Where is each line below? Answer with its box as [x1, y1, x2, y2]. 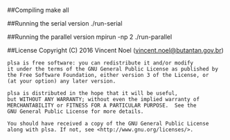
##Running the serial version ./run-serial [7, 19, 123, 27]
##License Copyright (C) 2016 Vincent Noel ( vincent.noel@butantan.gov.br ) [7, 46, 224, 54]
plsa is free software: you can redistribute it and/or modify [7, 60, 194, 67]
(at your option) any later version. [7, 78, 116, 85]
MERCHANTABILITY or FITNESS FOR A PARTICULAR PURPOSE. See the [7, 102, 197, 109]
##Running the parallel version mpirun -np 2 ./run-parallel [7, 33, 172, 41]
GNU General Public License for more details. [7, 108, 144, 115]
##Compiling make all [7, 6, 69, 14]
